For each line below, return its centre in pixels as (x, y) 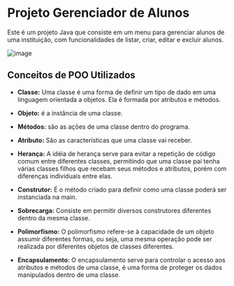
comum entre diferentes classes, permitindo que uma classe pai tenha (118, 161)
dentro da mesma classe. (54, 217)
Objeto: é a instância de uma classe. (70, 113)
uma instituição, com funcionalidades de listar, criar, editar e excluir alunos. (116, 39)
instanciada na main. (47, 196)
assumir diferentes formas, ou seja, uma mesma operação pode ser (115, 238)
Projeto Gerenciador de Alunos (98, 13)
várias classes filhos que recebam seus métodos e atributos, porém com (122, 169)
